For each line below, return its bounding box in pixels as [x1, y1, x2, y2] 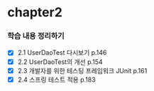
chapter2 [7, 4, 62, 21]
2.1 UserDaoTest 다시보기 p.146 [17, 48, 107, 57]
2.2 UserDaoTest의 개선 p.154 [17, 58, 103, 66]
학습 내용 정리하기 [7, 31, 65, 41]
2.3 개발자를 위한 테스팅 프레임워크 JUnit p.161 [17, 66, 148, 75]
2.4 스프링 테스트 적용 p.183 [17, 75, 96, 84]
